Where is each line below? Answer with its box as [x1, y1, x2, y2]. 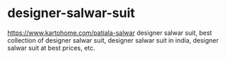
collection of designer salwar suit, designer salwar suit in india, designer [7, 36, 219, 44]
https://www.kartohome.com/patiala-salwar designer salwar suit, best [7, 28, 212, 37]
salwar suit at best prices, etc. [7, 43, 96, 52]
